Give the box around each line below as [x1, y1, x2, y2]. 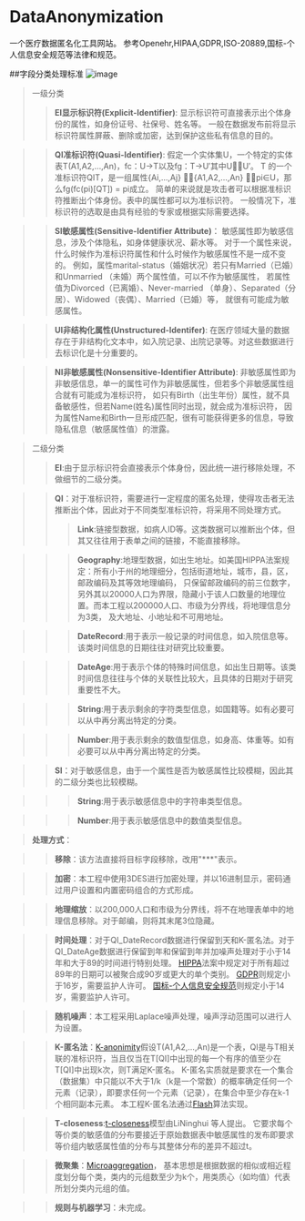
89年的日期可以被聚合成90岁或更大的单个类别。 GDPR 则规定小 [54, 968, 290, 980]
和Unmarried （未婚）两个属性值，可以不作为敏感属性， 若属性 [54, 270, 291, 281]
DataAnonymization [9, 6, 164, 27]
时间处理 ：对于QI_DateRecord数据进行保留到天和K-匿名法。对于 [54, 934, 295, 945]
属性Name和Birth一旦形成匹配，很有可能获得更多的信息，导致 [62, 412, 294, 422]
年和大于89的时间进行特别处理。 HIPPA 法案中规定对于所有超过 [54, 957, 290, 968]
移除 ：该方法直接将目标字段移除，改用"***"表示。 [54, 853, 242, 864]
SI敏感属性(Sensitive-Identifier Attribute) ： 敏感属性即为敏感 [54, 225, 287, 236]
